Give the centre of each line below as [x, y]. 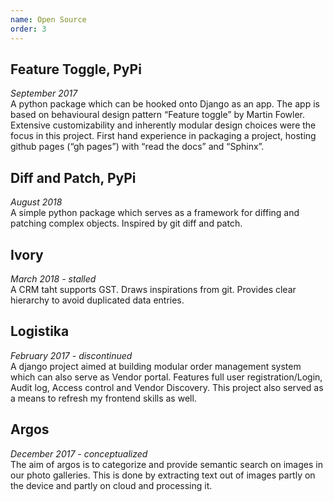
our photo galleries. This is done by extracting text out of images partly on [163, 475]
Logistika [40, 331]
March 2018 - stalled [53, 278]
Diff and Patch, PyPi [73, 177]
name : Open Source [48, 19]
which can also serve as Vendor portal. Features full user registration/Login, [166, 377]
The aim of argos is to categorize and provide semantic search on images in [166, 464]
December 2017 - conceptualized [79, 453]
